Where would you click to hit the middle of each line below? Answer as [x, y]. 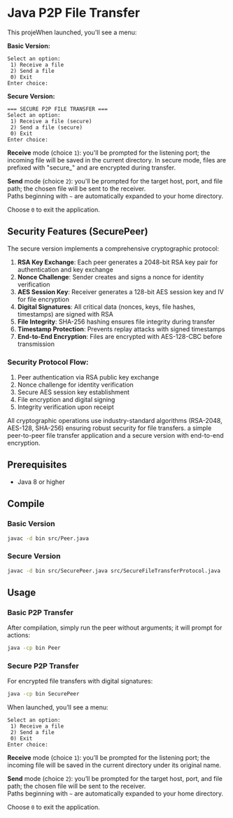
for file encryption [43, 299]
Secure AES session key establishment [73, 392]
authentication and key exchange [65, 269]
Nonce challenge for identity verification [76, 385]
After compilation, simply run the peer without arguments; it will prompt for [115, 628]
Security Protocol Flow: [48, 362]
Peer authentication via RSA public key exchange [88, 377]
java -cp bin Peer [34, 648]
